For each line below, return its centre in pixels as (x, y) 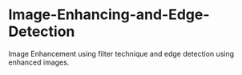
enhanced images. (39, 62)
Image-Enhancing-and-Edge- (109, 15)
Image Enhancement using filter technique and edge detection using (121, 53)
